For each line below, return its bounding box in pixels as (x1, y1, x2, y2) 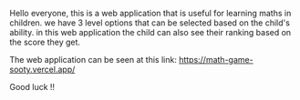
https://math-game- (179, 55, 253, 65)
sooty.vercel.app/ (9, 64, 76, 75)
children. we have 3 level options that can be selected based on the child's (9, 17, 290, 28)
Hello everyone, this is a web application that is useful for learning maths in (9, 8, 292, 18)
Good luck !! (9, 82, 56, 92)
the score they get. (9, 36, 80, 47)
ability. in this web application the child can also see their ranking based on (9, 27, 292, 37)
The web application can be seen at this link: (9, 55, 178, 65)
